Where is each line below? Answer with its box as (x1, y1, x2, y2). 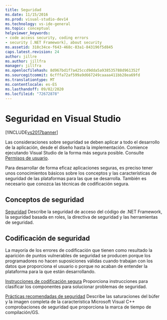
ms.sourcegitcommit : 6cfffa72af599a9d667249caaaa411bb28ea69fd (5, 73, 140, 78)
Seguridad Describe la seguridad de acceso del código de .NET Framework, (5, 209, 162, 215)
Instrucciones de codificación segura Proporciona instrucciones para (5, 278, 148, 284)
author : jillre (5, 54, 37, 59)
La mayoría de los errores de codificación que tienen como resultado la (5, 247, 153, 253)
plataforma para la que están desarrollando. (5, 268, 96, 274)
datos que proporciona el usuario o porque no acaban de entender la (5, 263, 148, 269)
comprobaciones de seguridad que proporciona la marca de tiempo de (5, 304, 151, 310)
